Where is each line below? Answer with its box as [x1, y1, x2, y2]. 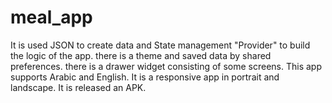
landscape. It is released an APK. [10, 81, 147, 93]
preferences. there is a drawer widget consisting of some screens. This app [10, 60, 323, 72]
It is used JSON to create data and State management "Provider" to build [10, 39, 311, 51]
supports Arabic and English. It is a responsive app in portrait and [10, 71, 280, 83]
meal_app [10, 6, 93, 29]
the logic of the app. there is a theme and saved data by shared [10, 49, 272, 61]
